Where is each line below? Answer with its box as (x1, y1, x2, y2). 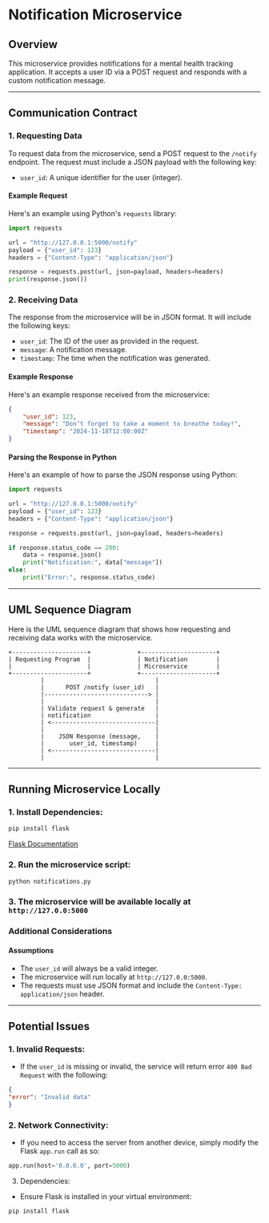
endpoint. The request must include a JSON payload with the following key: (8, 157, 258, 166)
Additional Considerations (8, 926, 113, 937)
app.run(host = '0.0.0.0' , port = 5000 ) (8, 1162, 130, 1170)
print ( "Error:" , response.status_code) (22, 574, 156, 582)
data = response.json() (22, 551, 102, 559)
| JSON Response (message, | (40, 732, 159, 740)
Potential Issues (8, 1019, 90, 1033)
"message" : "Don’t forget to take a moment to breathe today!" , (22, 420, 242, 428)
